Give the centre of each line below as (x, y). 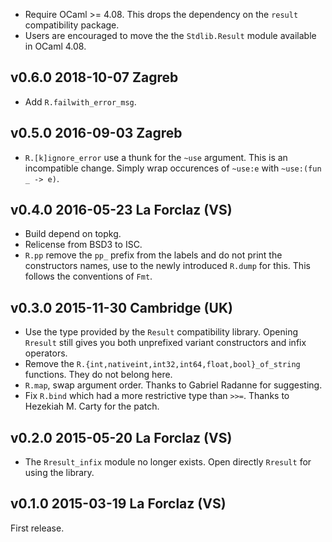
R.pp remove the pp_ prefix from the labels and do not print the (153, 255)
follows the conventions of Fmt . (88, 276)
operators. (46, 353)
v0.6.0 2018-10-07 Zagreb (94, 77)
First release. (37, 528)
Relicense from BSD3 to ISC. (83, 245)
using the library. (59, 473)
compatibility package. (72, 25)
